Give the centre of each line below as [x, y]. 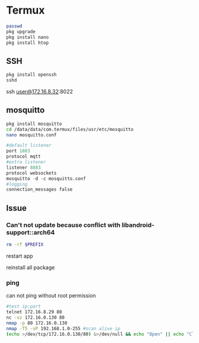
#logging [17, 184]
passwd [14, 26]
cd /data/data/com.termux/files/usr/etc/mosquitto [70, 129]
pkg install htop [28, 43]
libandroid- [138, 225]
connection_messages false [39, 190]
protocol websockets [32, 173]
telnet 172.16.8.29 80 [34, 312]
